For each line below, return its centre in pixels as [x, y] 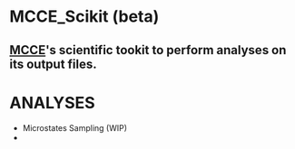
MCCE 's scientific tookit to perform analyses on [148, 50]
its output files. [53, 64]
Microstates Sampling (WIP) [75, 127]
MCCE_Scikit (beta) [84, 17]
